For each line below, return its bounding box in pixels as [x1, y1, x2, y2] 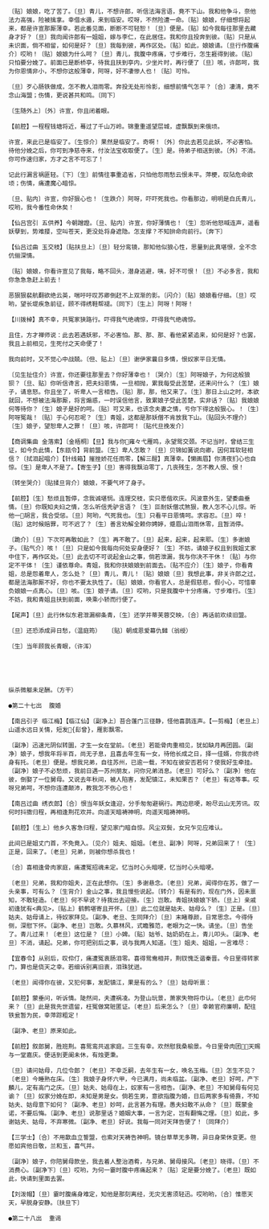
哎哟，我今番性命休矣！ [8, 203, 75, 212]
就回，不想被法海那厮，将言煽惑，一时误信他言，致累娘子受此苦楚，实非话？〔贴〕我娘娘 [8, 397, 259, 405]
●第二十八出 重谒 [8, 1215, 62, 1223]
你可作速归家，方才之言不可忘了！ [8, 155, 104, 163]
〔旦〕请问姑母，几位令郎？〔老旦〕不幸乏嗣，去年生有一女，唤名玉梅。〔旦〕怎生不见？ [8, 1067, 257, 1075]
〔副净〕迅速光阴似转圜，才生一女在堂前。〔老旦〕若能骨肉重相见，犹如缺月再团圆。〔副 [8, 742, 254, 750]
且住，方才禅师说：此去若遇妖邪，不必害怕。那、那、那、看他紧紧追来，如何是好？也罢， [8, 331, 259, 339]
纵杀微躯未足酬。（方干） [8, 686, 78, 694]
